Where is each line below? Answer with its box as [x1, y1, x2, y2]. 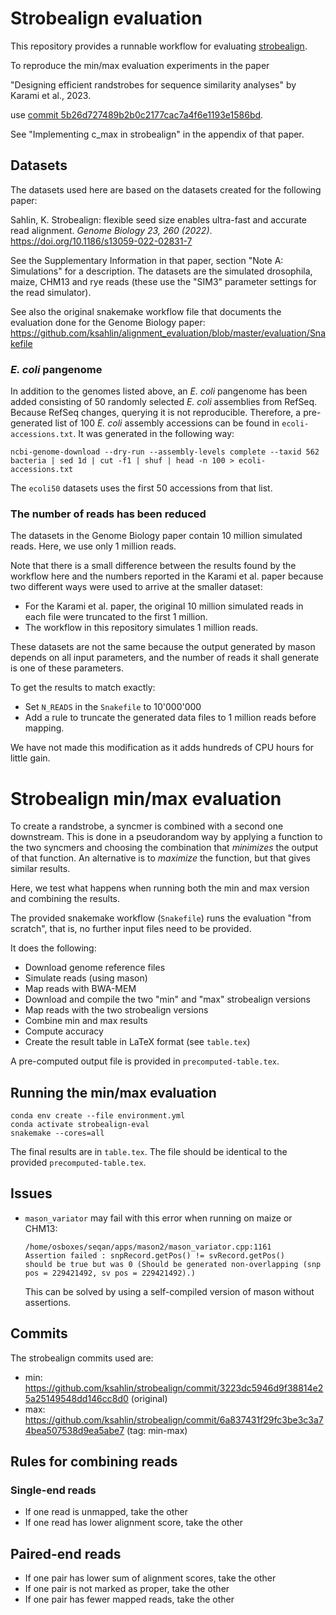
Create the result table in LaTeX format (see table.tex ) [24, 1036, 251, 1048]
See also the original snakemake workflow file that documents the [10, 305, 282, 317]
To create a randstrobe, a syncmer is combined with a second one [10, 820, 284, 832]
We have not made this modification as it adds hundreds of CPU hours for [10, 742, 315, 754]
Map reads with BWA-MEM [24, 983, 137, 995]
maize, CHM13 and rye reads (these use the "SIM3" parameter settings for [10, 275, 317, 287]
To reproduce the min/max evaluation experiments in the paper [10, 59, 270, 71]
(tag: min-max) [126, 1424, 188, 1436]
